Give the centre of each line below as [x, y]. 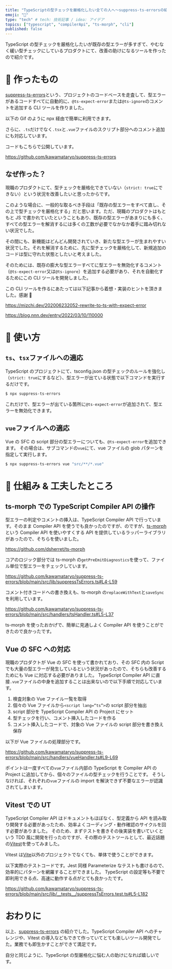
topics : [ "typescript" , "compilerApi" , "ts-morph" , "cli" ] [70, 24]
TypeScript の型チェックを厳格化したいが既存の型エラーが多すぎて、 [78, 45]
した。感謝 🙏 [19, 295]
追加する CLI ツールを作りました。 [50, 107]
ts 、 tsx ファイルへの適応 [44, 358]
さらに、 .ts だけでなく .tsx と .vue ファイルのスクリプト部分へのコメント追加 [85, 130]
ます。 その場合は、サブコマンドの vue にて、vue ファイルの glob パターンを [84, 448]
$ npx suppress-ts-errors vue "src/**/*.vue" [55, 464]
